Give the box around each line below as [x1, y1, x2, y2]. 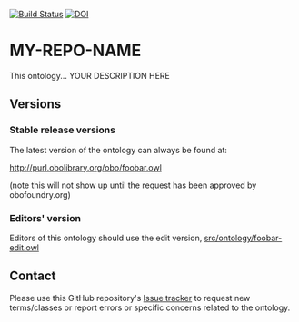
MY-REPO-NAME [9, 41, 142, 61]
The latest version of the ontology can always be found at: [9, 144, 227, 155]
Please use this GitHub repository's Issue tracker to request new [9, 292, 251, 303]
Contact [9, 268, 56, 284]
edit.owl [9, 241, 39, 253]
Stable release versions [9, 123, 116, 136]
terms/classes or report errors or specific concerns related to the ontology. [9, 302, 291, 313]
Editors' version [9, 211, 82, 224]
